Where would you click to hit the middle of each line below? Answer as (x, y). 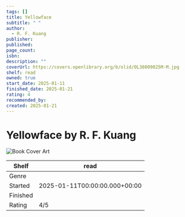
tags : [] (17, 12)
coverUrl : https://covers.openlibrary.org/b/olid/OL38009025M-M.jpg (93, 67)
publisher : (20, 39)
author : (16, 28)
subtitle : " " (24, 23)
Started (20, 186)
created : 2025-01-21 (32, 106)
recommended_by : (26, 100)
